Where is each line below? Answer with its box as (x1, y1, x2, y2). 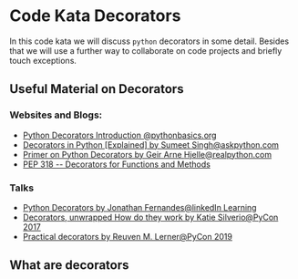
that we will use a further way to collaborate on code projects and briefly (9, 45, 283, 56)
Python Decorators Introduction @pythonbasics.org (22, 129, 217, 140)
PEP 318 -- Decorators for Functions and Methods (22, 159, 211, 170)
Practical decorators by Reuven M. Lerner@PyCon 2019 (22, 231, 232, 242)
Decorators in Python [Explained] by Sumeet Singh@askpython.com (22, 139, 280, 150)
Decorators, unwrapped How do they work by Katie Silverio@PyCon (22, 212, 279, 222)
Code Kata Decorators (9, 5, 181, 26)
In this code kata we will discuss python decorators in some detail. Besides (9, 36, 290, 46)
